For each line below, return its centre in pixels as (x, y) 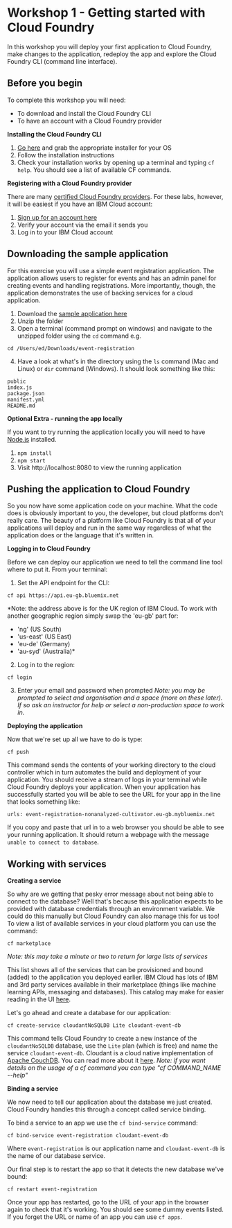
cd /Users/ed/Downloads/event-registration (71, 348)
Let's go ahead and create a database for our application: (89, 1013)
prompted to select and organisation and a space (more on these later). (120, 698)
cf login (20, 677)
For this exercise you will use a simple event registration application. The (111, 270)
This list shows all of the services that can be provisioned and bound (105, 970)
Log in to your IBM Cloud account (65, 232)
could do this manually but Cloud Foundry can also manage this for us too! (113, 916)
